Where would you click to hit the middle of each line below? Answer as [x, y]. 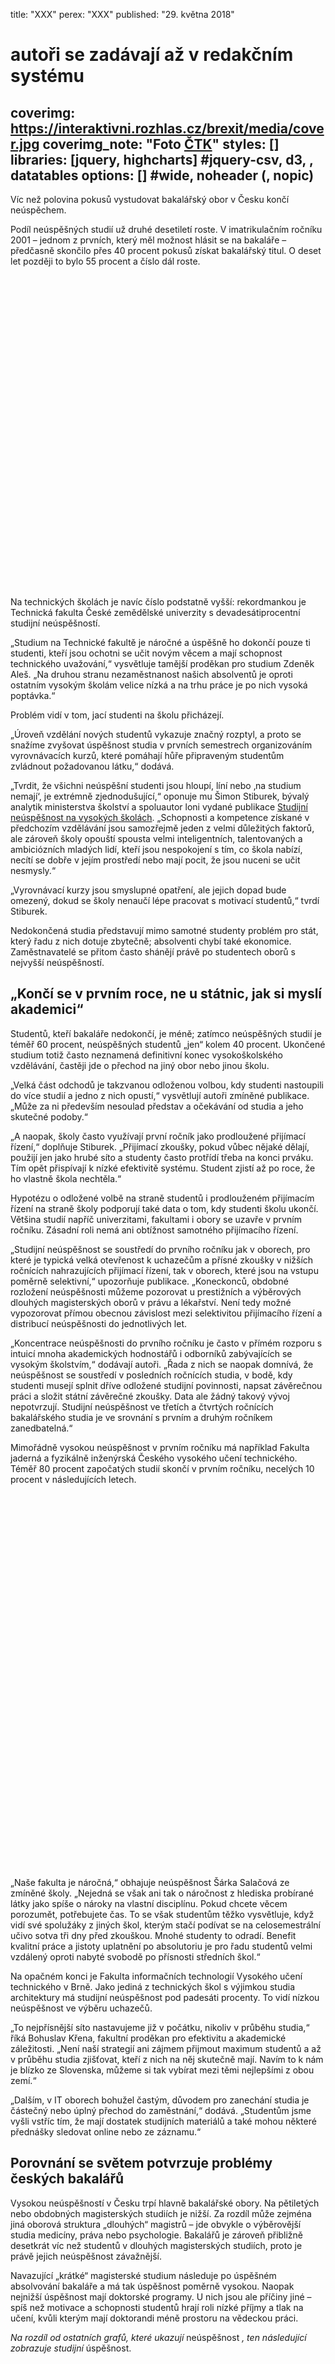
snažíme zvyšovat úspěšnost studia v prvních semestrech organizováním [161, 745]
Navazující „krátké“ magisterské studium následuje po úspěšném [143, 2275]
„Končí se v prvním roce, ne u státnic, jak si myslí [166, 994]
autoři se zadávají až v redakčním [152, 55]
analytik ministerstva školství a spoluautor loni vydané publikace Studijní [159, 807]
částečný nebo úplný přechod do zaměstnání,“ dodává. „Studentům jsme [161, 2110]
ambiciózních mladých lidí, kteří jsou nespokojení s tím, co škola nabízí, [156, 849]
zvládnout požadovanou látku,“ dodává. [92, 766]
